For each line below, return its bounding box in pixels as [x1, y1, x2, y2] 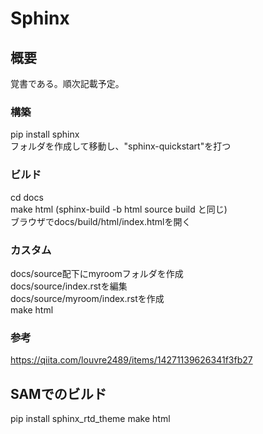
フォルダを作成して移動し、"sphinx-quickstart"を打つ [10, 140, 232, 152]
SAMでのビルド [10, 385, 107, 402]
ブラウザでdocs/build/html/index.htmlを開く [10, 215, 192, 227]
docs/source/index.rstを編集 [10, 280, 128, 292]
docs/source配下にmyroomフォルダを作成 [10, 267, 184, 279]
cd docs [10, 191, 44, 203]
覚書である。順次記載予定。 [10, 78, 125, 89]
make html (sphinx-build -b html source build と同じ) [10, 203, 228, 215]
